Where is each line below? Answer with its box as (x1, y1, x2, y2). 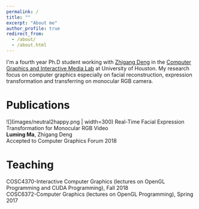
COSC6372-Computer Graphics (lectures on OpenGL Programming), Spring (6, 190, 194, 198)
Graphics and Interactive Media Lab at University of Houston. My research (6, 64, 190, 72)
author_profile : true (6, 25, 61, 32)
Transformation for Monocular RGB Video (6, 124, 108, 131)
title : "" (6, 14, 31, 20)
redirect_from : (6, 31, 44, 37)
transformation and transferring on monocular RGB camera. (6, 77, 153, 84)
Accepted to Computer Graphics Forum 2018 (6, 137, 117, 144)
